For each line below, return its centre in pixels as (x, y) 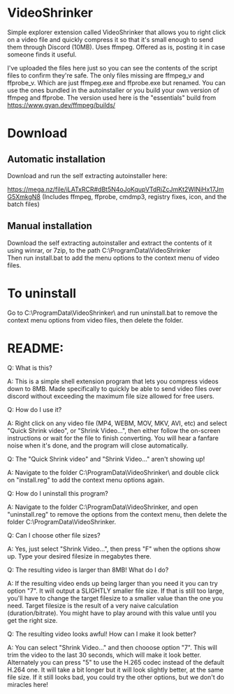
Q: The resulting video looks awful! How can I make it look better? (102, 634)
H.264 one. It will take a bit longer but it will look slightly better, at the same (115, 670)
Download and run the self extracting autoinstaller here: (87, 175)
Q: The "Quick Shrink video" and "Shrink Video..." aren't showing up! (106, 459)
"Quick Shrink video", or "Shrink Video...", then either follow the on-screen (114, 430)
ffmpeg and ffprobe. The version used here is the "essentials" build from (112, 97)
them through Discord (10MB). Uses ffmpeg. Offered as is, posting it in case (116, 47)
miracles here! (28, 684)
